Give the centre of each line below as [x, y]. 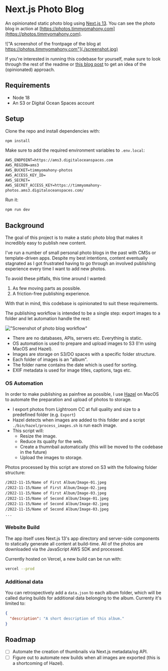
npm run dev [18, 210]
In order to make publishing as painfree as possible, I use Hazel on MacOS [82, 394]
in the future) [33, 452]
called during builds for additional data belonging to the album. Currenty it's [83, 598]
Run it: [12, 200]
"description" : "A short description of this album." [67, 619]
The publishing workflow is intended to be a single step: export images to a [83, 313]
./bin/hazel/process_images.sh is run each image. [65, 425]
